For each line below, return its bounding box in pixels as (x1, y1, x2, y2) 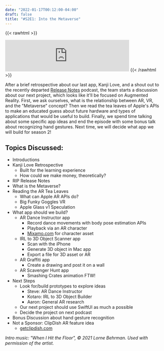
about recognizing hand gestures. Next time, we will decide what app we (5, 124, 154, 130)
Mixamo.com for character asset (27, 231, 94, 236)
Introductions (12, 157, 40, 163)
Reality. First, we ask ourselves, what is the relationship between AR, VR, (5, 98, 154, 104)
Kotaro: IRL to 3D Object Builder (27, 293, 93, 300)
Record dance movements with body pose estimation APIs (27, 220, 147, 226)
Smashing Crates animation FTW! (27, 273, 96, 279)
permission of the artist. (5, 340, 55, 346)
